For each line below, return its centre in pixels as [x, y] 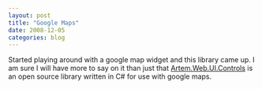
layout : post [30, 15]
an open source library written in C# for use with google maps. [110, 76]
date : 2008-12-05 [37, 30]
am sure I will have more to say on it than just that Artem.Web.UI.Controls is [131, 69]
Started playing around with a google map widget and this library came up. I [131, 60]
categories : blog [37, 37]
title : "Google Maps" [44, 23]
